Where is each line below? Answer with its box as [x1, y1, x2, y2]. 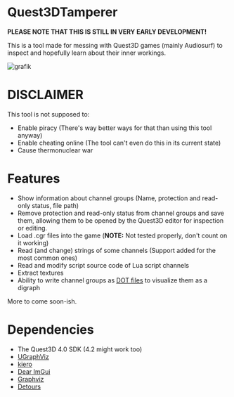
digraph [17, 283, 41, 292]
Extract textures [17, 268, 65, 277]
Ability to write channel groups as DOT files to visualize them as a [17, 275, 208, 285]
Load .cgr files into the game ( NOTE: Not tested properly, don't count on [17, 231, 228, 240]
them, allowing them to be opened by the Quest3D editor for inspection [17, 216, 224, 225]
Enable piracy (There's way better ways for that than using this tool [17, 124, 212, 132]
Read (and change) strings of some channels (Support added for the [17, 246, 216, 254]
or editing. [17, 223, 48, 232]
